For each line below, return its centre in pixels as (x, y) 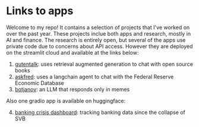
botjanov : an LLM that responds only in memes (72, 89)
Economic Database (39, 83)
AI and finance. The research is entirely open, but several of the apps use (96, 40)
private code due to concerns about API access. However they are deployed (99, 46)
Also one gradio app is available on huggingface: (66, 101)
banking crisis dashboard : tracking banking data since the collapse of (100, 112)
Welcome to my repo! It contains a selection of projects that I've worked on (98, 27)
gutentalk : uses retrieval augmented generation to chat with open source (104, 64)
